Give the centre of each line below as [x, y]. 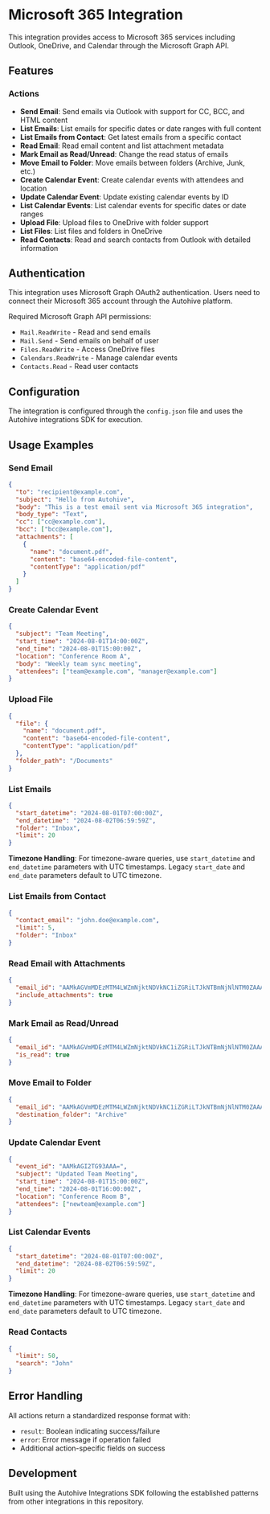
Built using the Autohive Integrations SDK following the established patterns [133, 1492]
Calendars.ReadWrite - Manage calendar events [99, 358]
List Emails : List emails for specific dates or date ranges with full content [140, 128]
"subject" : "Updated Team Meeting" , [77, 1174]
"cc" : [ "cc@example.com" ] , [61, 522]
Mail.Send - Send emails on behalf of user [89, 341]
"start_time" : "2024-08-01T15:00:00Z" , [82, 1182]
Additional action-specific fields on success [93, 1448]
